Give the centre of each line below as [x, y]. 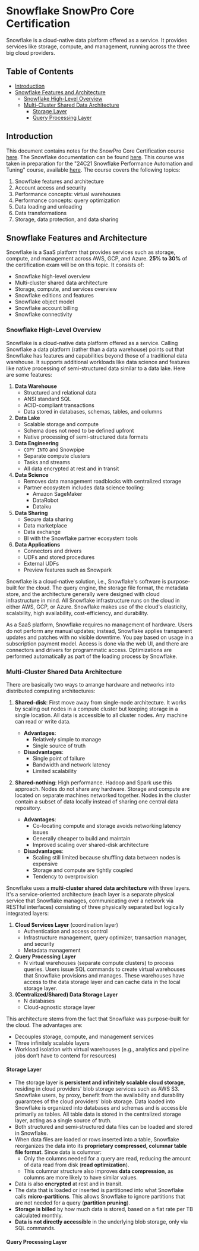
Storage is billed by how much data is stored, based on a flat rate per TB [104, 1209]
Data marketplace [45, 525]
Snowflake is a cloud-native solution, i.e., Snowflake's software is [86, 581]
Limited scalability [55, 771]
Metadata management [52, 950]
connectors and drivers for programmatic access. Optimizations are [89, 650]
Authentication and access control [66, 931]
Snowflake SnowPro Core [70, 11]
